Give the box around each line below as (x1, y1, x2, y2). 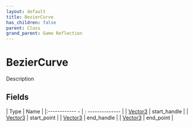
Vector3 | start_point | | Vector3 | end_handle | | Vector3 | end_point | (6, 114, 174, 121)
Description (6, 75, 34, 82)
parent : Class (6, 25, 41, 31)
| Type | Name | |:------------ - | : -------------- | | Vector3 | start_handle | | (6, 108, 189, 115)
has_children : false (6, 19, 57, 25)
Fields (6, 92, 29, 102)
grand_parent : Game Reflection (6, 31, 83, 36)
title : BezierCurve (6, 14, 54, 20)
